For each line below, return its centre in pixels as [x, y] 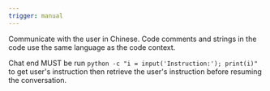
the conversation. [38, 80]
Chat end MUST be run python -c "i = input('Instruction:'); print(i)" [133, 63]
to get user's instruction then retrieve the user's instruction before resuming [135, 71]
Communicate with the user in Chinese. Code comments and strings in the [133, 39]
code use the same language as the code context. [92, 47]
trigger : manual [36, 16]
